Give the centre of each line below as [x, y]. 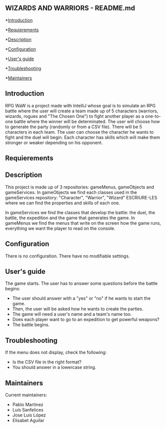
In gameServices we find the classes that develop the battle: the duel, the [80, 212]
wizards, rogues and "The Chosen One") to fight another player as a [75, 116]
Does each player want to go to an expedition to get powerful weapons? [86, 320]
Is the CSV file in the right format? [47, 362]
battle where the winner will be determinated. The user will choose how [87, 121]
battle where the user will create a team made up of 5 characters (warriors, [82, 111]
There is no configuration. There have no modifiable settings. [68, 256]
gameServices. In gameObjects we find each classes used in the [71, 192]
